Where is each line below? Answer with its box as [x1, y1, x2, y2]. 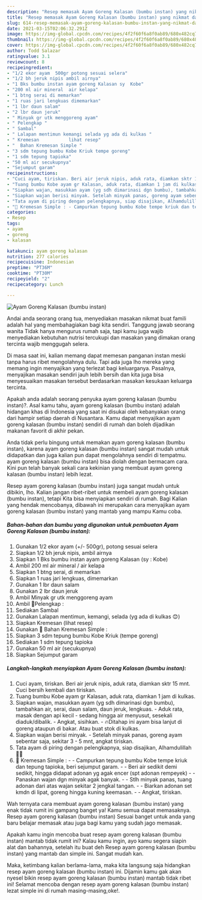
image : [7, 31, 23, 37]
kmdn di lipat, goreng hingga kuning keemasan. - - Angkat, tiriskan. [15, 789, 182, 796]
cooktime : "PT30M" [7, 270, 53, 276]
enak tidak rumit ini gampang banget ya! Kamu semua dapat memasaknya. [7, 807, 191, 814]
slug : [7, 20, 20, 26]
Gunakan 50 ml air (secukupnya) [15, 645, 97, 652]
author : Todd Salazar [7, 48, 61, 54]
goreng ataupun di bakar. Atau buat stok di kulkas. [15, 724, 140, 732]
